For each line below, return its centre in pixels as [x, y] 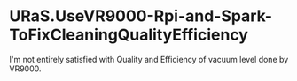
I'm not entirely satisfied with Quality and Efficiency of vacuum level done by [149, 59]
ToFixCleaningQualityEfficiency [129, 35]
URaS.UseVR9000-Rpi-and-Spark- [141, 16]
